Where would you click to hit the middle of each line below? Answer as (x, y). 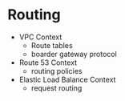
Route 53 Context (48, 63)
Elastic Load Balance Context (67, 79)
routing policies (56, 71)
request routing (56, 88)
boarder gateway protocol (74, 54)
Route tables (52, 45)
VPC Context (40, 37)
